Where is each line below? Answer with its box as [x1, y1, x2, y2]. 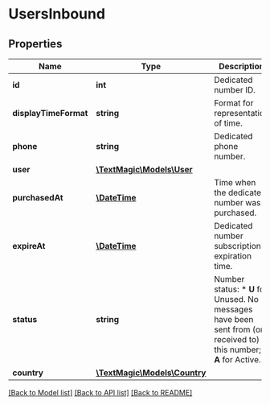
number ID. [214, 85, 256, 95]
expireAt [12, 241, 46, 251]
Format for [214, 97, 254, 109]
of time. [214, 118, 243, 129]
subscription [214, 241, 261, 251]
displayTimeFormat [12, 108, 88, 118]
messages [214, 304, 253, 315]
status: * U [214, 283, 256, 295]
